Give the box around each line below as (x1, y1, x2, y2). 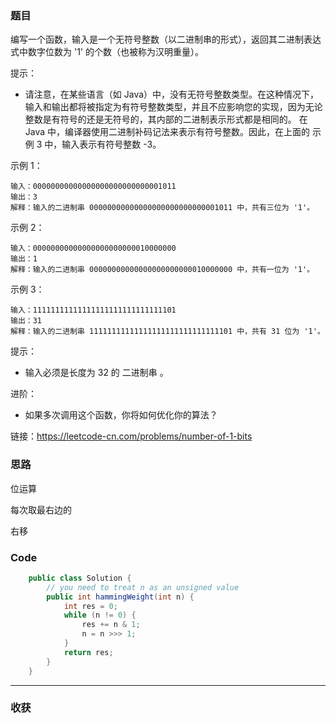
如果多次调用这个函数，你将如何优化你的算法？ (24, 409, 218, 421)
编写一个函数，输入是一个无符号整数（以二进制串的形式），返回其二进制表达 (10, 33, 322, 46)
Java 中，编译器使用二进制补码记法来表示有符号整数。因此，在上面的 (24, 126, 311, 138)
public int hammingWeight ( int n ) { (46, 592, 195, 602)
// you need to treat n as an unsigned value (46, 582, 240, 592)
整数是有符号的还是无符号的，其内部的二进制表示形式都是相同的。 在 (24, 113, 308, 126)
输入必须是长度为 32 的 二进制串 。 (24, 367, 169, 379)
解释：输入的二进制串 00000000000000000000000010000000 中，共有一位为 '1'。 (10, 265, 315, 275)
